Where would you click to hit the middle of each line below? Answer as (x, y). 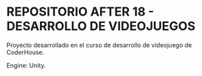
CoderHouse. (25, 52)
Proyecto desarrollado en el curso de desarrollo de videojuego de (99, 45)
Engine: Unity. (26, 65)
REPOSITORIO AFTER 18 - (80, 12)
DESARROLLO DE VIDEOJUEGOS (101, 26)
